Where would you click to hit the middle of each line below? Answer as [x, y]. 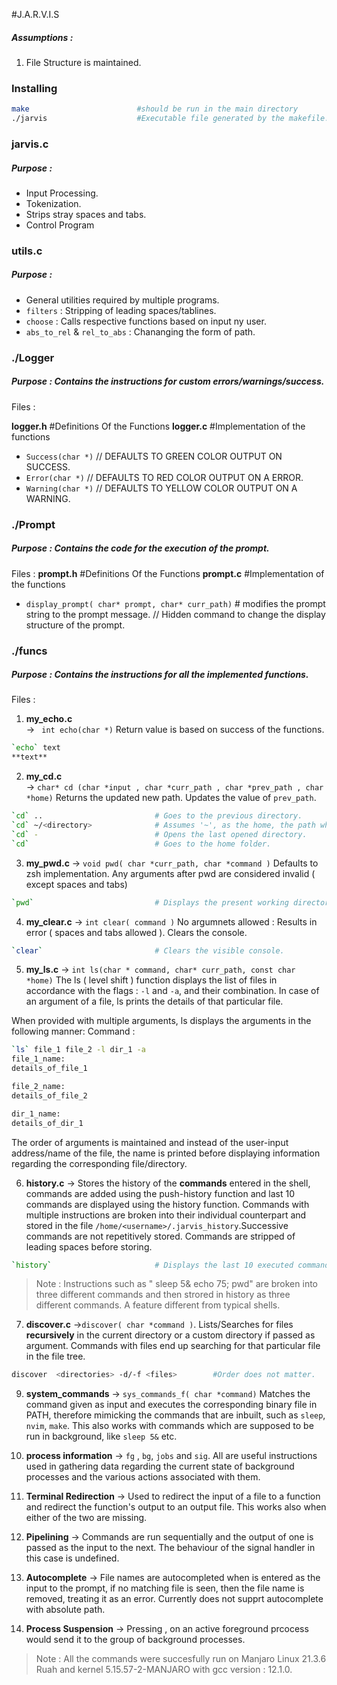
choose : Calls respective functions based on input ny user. [146, 321]
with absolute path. [65, 1610]
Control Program [60, 225]
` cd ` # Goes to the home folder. [141, 844]
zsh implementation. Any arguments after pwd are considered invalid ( [170, 873]
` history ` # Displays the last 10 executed [152, 1265]
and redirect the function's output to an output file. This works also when [176, 1507]
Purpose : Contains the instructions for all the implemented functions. [160, 675]
